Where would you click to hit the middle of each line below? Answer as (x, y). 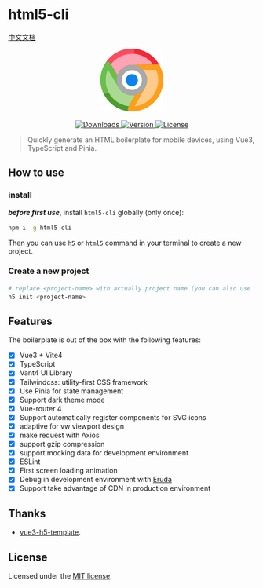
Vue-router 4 (40, 408)
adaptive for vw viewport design (71, 426)
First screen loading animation (68, 471)
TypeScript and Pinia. (62, 148)
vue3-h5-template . (50, 532)
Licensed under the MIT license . (60, 575)
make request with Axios (59, 435)
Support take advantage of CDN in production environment (115, 488)
